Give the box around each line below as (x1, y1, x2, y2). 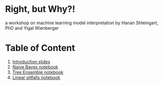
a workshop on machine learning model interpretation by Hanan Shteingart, (5, 20, 159, 26)
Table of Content (5, 42, 76, 54)
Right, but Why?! (5, 3, 76, 15)
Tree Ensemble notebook (12, 69, 64, 75)
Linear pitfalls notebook (12, 74, 61, 80)
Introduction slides (12, 58, 50, 65)
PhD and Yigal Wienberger (5, 25, 59, 31)
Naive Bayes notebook (12, 64, 58, 70)
